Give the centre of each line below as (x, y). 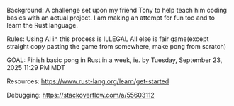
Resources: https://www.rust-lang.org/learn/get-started (88, 81)
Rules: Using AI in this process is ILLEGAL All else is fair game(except (108, 39)
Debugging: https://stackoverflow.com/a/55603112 (81, 95)
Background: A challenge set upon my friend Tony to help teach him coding (117, 10)
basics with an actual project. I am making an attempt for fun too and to (111, 18)
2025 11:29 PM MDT (36, 67)
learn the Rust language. (43, 25)
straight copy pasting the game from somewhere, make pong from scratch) (117, 46)
